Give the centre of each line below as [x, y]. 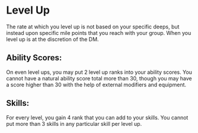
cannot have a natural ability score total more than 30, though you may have [99, 78]
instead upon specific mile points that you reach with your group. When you [99, 33]
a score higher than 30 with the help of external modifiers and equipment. [96, 85]
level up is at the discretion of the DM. [52, 39]
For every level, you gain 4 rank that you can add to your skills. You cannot [97, 117]
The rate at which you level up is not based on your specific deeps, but [93, 27]
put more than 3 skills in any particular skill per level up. [74, 124]
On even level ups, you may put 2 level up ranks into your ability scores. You [99, 72]
